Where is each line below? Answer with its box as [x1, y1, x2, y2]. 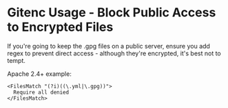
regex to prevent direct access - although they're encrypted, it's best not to [7, 49, 222, 57]
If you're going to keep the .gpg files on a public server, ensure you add [7, 42, 210, 50]
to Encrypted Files [7, 19, 114, 35]
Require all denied [13, 89, 70, 96]
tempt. [7, 56, 26, 64]
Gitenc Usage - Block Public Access [7, 5, 216, 21]
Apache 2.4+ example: [7, 70, 72, 78]
